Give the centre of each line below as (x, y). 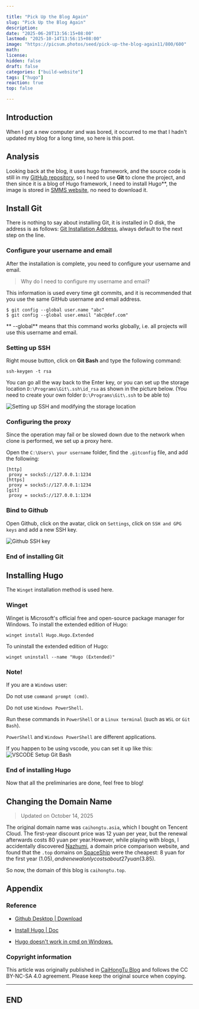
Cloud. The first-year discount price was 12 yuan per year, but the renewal (97, 834)
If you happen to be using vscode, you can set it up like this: (79, 748)
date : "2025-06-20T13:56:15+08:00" (50, 33)
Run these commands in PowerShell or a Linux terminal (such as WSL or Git (98, 719)
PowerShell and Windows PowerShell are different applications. (81, 737)
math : (13, 50)
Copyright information (39, 957)
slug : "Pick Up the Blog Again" (46, 22)
